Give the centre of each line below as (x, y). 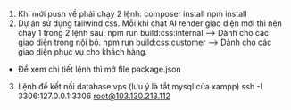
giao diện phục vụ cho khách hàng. (83, 52)
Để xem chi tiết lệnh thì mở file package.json (99, 69)
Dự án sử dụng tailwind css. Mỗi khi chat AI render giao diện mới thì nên (150, 23)
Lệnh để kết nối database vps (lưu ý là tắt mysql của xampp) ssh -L (141, 86)
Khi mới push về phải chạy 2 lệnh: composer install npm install (132, 14)
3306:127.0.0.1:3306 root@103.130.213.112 (94, 96)
